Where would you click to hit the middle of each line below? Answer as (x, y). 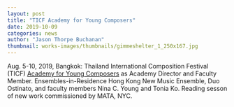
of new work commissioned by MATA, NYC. (70, 96)
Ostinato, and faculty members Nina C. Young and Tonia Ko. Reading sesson (117, 88)
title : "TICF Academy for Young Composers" (72, 20)
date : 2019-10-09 (32, 27)
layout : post (26, 14)
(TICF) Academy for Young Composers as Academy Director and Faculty (112, 73)
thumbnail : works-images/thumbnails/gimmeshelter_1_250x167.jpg (103, 46)
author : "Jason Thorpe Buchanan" (56, 40)
